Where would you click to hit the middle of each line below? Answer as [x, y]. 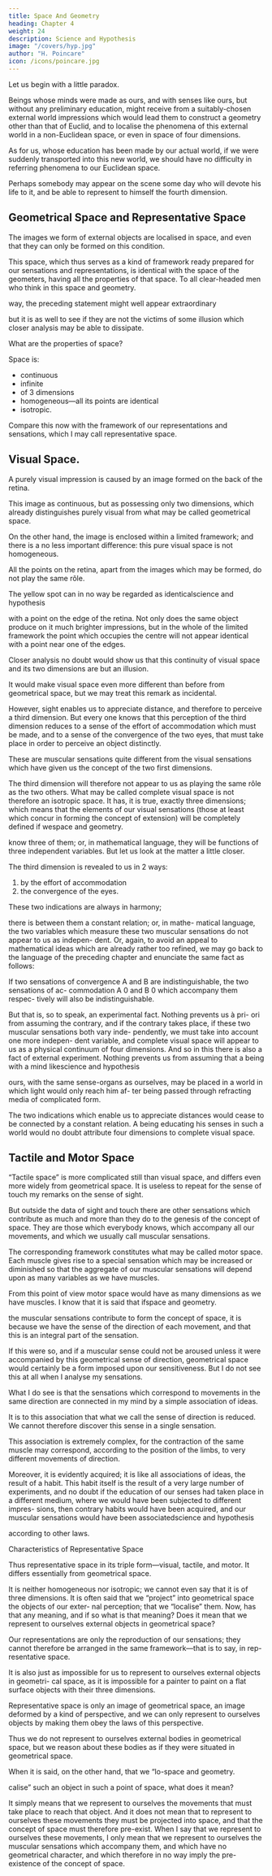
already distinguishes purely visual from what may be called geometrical [130, 512]
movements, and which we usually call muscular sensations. [109, 1236]
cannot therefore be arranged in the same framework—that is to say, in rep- [135, 1648]
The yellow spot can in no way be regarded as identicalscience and [121, 593]
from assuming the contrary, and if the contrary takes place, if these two [130, 1023]
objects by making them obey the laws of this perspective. [106, 1723]
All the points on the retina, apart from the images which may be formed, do [135, 569]
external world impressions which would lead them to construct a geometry [135, 117]
